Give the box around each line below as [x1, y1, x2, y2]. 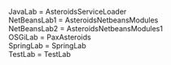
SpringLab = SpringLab [8, 41, 87, 51]
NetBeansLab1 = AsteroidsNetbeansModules [8, 15, 159, 25]
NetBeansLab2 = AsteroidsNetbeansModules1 [8, 24, 163, 33]
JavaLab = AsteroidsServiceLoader [8, 7, 127, 16]
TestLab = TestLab [8, 50, 71, 59]
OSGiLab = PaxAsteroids [8, 32, 91, 42]
